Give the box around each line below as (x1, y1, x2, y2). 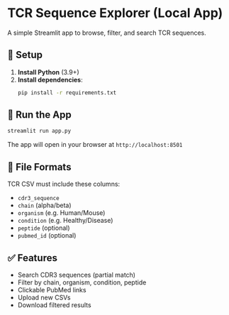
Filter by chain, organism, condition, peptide (17, 278, 147, 287)
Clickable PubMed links (17, 285, 86, 294)
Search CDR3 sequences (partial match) (17, 270, 136, 279)
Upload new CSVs (17, 293, 71, 302)
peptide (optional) (17, 223, 70, 232)
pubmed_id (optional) (17, 231, 77, 240)
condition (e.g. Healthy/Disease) (17, 216, 113, 225)
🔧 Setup (7, 49, 43, 61)
